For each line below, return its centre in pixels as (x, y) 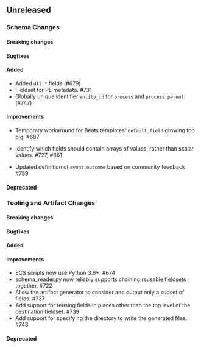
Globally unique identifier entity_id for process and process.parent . (100, 96)
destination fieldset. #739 (47, 312)
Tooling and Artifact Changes (51, 203)
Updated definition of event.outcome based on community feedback (100, 166)
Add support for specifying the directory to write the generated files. (101, 318)
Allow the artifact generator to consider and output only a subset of (100, 293)
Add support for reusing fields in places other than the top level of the (103, 305)
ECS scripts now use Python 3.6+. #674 (65, 273)
